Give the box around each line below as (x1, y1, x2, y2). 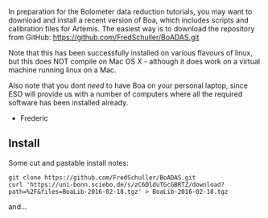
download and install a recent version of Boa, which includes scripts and (8, 15, 249, 25)
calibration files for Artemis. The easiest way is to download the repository (8, 24, 255, 33)
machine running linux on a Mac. (8, 65, 117, 75)
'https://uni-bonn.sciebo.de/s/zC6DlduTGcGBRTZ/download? (26, 180, 225, 188)
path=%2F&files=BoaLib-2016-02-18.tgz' (8, 187, 142, 195)
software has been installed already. (8, 98, 129, 107)
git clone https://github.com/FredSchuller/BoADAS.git (8, 173, 196, 182)
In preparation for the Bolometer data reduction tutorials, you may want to (8, 7, 253, 16)
